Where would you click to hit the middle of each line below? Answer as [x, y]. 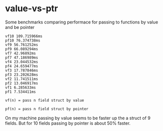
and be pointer [20, 27]
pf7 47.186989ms [22, 57]
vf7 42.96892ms [21, 53]
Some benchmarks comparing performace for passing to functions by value [81, 22]
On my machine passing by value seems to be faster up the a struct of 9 [78, 118]
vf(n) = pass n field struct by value [45, 100]
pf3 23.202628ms [22, 75]
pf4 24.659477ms [22, 66]
